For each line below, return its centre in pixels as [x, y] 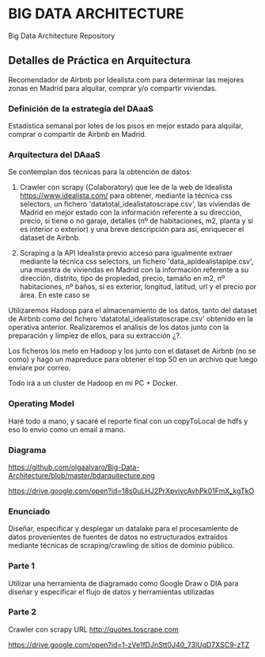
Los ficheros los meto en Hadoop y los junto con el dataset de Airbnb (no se [132, 351]
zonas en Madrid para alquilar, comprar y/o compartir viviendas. [113, 88]
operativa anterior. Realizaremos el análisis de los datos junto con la [119, 327]
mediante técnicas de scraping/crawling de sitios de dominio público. [121, 545]
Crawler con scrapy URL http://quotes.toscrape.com [94, 629]
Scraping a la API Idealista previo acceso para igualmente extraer [126, 253]
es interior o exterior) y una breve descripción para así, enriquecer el [132, 230]
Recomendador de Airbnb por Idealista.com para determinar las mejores [126, 79]
